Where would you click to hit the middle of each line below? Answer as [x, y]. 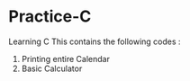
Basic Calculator [52, 68]
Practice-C [50, 17]
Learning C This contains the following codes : [95, 41]
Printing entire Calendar [65, 58]
